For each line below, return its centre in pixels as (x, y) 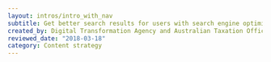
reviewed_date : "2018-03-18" (57, 38)
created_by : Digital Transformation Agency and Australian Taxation (125, 31)
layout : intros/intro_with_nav (60, 16)
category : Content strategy (55, 46)
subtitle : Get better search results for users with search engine (124, 23)
